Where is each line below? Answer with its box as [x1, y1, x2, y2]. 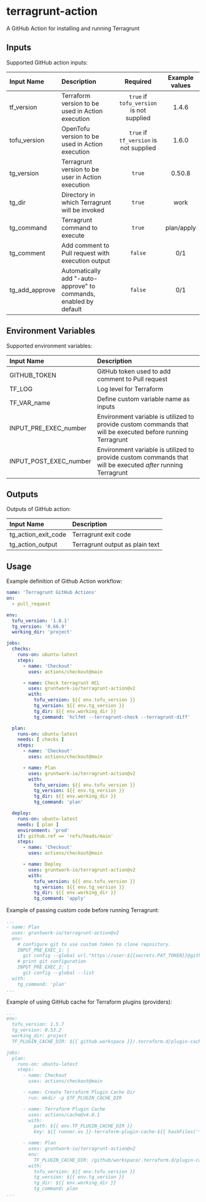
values [170, 81, 191, 90]
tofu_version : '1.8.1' [12, 617, 70, 624]
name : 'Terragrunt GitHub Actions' [6, 590, 97, 596]
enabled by [61, 297, 94, 305]
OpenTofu [61, 124, 90, 133]
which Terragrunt [61, 198, 112, 206]
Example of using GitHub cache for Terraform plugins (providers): [6, 998, 172, 1005]
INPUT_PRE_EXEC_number [9, 424, 87, 432]
